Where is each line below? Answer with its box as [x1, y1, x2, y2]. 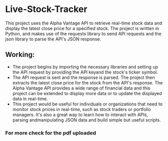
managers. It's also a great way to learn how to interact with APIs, [12, 111, 148, 117]
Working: [5, 50, 35, 59]
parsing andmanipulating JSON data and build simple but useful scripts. [12, 116, 161, 123]
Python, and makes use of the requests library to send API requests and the [5, 30, 161, 36]
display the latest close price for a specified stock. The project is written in [5, 25, 159, 31]
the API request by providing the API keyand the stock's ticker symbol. [12, 69, 158, 75]
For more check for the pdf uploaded [5, 129, 96, 136]
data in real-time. [12, 95, 48, 101]
